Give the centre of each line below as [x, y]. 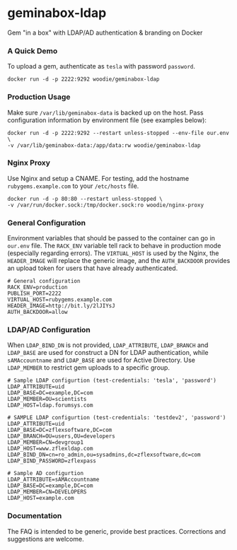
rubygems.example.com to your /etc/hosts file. [73, 186]
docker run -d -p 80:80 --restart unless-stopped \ [85, 199]
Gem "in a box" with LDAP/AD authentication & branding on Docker [105, 33]
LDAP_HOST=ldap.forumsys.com [50, 405]
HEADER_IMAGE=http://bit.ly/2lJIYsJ [61, 306]
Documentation [35, 516]
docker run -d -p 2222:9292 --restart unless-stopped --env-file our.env [118, 133]
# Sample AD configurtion [45, 474]
